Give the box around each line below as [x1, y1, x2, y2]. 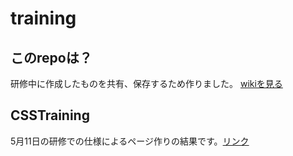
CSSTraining [10, 107, 90, 124]
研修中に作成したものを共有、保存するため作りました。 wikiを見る [10, 78, 283, 89]
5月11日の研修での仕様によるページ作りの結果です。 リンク [10, 135, 250, 147]
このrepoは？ [10, 49, 93, 66]
